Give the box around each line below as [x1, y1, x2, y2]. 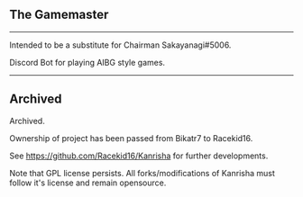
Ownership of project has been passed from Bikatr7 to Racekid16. [9, 132, 253, 143]
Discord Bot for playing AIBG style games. [9, 57, 165, 67]
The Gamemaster [9, 7, 109, 22]
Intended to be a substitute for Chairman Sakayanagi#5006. [9, 40, 232, 50]
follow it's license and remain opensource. [9, 177, 167, 188]
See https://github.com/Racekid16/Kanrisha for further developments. [9, 150, 269, 161]
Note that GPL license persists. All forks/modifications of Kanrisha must [9, 167, 275, 178]
